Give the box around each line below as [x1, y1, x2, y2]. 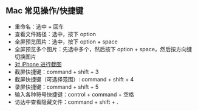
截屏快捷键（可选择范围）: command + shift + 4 [14, 75, 134, 83]
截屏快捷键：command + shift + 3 [14, 68, 99, 75]
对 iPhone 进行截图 [14, 60, 62, 68]
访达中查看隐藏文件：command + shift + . [14, 98, 119, 106]
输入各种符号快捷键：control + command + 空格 [14, 90, 134, 98]
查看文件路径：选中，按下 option [14, 30, 97, 37]
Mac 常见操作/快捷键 [5, 5, 84, 16]
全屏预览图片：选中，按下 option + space [14, 38, 118, 45]
